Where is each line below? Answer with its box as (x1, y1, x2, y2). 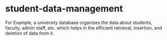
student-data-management (5, 3, 123, 14)
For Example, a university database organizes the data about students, (5, 19, 152, 25)
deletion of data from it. (5, 30, 55, 36)
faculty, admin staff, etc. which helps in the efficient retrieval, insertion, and (5, 24, 162, 30)
